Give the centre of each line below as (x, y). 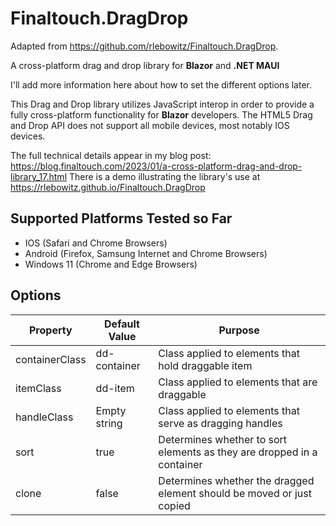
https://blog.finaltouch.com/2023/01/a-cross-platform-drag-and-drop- (156, 166)
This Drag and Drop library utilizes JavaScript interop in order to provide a (162, 104)
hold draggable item (205, 365)
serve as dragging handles (220, 423)
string (109, 423)
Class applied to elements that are (238, 382)
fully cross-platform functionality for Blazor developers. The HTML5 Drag (161, 114)
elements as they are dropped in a (238, 452)
